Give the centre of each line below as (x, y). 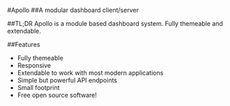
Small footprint (38, 88)
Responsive (34, 65)
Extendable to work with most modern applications (90, 73)
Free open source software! (57, 95)
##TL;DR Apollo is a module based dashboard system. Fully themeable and (115, 23)
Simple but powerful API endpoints (67, 80)
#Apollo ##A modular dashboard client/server (73, 10)
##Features (24, 44)
